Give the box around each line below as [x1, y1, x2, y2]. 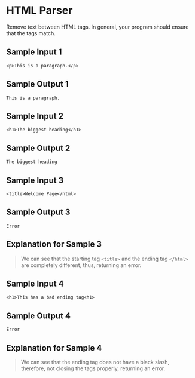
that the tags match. [6, 29, 56, 36]
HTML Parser [6, 4, 73, 17]
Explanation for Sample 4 [6, 343, 102, 353]
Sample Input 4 [6, 279, 64, 289]
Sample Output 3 [6, 207, 71, 217]
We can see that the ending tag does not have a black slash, [20, 359, 170, 366]
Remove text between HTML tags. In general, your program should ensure [6, 23, 190, 30]
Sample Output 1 [6, 79, 69, 90]
